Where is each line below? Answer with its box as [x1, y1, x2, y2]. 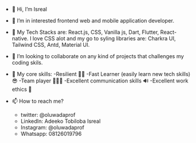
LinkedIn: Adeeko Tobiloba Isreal [20, 117, 101, 125]
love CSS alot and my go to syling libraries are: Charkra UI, [32, 35, 176, 42]
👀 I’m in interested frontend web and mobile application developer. [11, 17, 175, 24]
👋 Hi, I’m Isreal [11, 6, 48, 12]
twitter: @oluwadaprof [20, 112, 76, 118]
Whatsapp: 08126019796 [20, 131, 82, 137]
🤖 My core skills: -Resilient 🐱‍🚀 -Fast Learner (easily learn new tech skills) [11, 71, 191, 77]
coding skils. [11, 59, 43, 66]
